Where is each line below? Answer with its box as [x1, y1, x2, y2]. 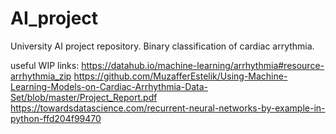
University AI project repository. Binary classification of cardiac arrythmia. [10, 40, 315, 52]
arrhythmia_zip [10, 70, 72, 82]
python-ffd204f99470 [10, 112, 102, 124]
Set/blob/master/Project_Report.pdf [10, 91, 158, 103]
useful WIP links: [10, 59, 80, 71]
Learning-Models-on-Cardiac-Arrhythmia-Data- [10, 80, 209, 92]
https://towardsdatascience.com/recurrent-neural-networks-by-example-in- [10, 102, 326, 114]
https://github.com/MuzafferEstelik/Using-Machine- [73, 70, 288, 82]
